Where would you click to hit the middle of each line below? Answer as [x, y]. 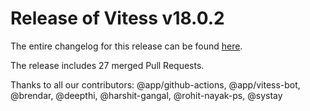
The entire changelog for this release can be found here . [126, 46]
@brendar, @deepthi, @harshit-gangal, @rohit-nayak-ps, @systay [146, 95]
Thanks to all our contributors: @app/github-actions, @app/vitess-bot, [155, 84]
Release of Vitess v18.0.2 [117, 18]
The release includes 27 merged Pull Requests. [107, 65]
